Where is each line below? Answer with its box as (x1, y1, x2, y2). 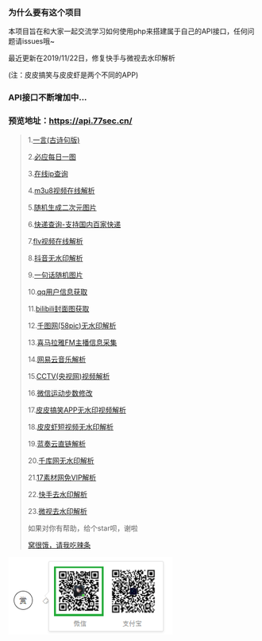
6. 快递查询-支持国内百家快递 (27, 219, 121, 229)
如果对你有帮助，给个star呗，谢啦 (27, 523, 138, 533)
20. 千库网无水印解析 (27, 455, 94, 465)
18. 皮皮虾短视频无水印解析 (27, 422, 114, 431)
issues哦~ (21, 37, 56, 46)
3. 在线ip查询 (27, 168, 69, 178)
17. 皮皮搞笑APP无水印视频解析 (27, 405, 127, 415)
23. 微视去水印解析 (27, 506, 87, 516)
